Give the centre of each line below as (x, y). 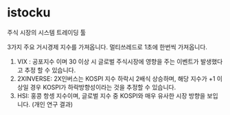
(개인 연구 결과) (53, 104)
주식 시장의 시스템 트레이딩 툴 (47, 32)
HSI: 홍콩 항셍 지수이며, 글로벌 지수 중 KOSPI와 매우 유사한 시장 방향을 (111, 95)
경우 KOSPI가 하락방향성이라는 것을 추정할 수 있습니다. (103, 87)
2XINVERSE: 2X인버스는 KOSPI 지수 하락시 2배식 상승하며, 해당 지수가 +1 (116, 78)
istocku (29, 13)
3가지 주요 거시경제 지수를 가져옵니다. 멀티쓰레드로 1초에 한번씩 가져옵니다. (107, 47)
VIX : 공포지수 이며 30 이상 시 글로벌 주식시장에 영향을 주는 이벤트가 (108, 61)
